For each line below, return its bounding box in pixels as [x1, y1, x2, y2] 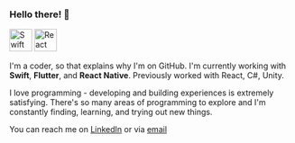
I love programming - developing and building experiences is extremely [9, 87, 274, 98]
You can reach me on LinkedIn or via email [9, 124, 168, 135]
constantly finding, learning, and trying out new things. [9, 107, 213, 118]
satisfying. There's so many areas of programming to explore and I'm [9, 97, 266, 108]
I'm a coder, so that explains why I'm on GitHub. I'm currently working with [9, 60, 287, 71]
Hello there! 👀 [9, 8, 70, 21]
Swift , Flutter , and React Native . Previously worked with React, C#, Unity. [9, 70, 284, 81]
